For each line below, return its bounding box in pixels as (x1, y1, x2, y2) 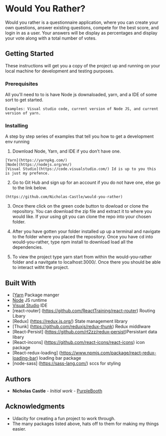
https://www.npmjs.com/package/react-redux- (60, 350, 157, 356)
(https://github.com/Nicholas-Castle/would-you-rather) (5, 194, 123, 200)
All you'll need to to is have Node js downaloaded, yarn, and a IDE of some (5, 92, 158, 98)
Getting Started (5, 50, 54, 58)
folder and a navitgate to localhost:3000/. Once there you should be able (12, 259, 161, 265)
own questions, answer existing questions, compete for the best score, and (5, 24, 159, 30)
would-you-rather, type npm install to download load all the (12, 239, 133, 245)
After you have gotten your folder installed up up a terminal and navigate (12, 228, 161, 234)
